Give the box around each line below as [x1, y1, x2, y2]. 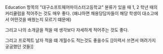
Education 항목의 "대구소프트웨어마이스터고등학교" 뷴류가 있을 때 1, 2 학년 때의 [5, 4, 158, 10]
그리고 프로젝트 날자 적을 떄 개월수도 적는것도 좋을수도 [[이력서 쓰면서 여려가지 [5, 37, 156, 43]
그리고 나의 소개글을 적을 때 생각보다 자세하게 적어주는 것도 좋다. [5, 27, 129, 33]
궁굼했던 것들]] [5, 44, 34, 49]
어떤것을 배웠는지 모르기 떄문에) [10, 17, 72, 22]
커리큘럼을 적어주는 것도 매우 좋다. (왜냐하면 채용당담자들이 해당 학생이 [5, 10, 141, 16]
